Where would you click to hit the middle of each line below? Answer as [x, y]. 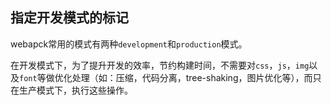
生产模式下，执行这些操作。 [75, 90]
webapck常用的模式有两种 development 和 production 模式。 [129, 44]
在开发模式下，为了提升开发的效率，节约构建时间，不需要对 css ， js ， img [160, 65]
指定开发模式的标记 [69, 18]
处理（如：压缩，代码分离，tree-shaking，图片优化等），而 [192, 77]
